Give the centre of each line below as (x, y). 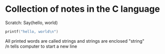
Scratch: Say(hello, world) (32, 23)
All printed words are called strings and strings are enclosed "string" (75, 41)
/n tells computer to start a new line (41, 46)
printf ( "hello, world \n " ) (32, 31)
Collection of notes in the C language (82, 9)
